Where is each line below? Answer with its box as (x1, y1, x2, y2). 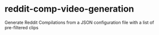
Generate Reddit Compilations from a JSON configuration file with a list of (4, 19, 155, 25)
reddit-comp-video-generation (4, 3, 134, 15)
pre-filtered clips (4, 24, 39, 30)
